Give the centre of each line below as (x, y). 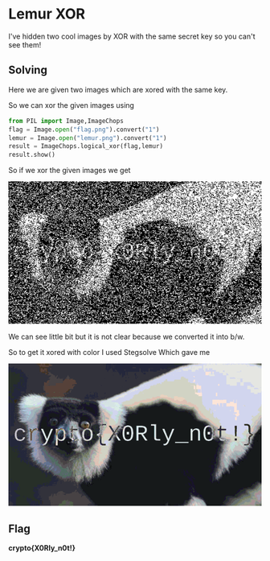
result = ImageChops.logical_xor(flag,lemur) (86, 146)
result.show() (32, 155)
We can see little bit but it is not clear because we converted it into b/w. (127, 337)
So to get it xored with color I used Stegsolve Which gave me (109, 353)
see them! (25, 44)
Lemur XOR (47, 14)
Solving (28, 70)
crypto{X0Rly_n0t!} (42, 548)
